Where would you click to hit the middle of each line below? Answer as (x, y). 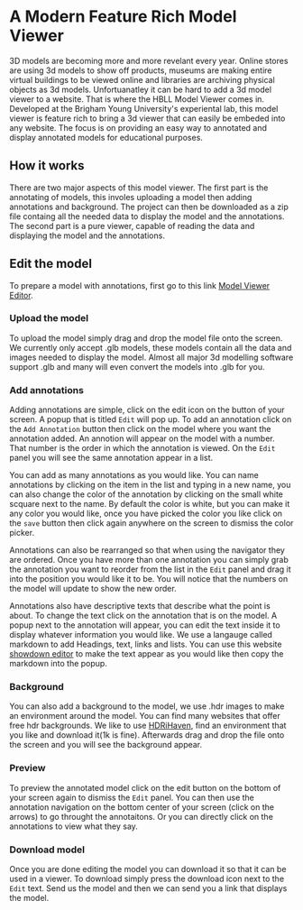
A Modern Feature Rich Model (123, 17)
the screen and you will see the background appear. (106, 745)
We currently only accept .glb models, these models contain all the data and (151, 347)
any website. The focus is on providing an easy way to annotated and (138, 127)
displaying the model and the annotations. (87, 235)
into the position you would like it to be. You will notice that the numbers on (149, 579)
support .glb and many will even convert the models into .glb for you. (137, 366)
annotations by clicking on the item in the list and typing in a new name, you (150, 485)
